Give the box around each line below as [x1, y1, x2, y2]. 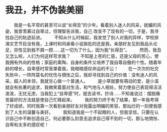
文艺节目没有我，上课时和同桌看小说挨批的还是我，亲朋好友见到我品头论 [9, 40, 158, 46]
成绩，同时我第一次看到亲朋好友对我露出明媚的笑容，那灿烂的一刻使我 [13, 103, 158, 109]
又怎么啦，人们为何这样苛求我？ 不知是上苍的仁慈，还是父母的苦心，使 [5, 53, 159, 59]
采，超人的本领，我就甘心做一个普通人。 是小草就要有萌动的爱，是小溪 [5, 78, 159, 84]
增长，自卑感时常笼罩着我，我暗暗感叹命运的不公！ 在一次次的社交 [13, 65, 159, 71]
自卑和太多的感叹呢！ [5, 122, 49, 128]
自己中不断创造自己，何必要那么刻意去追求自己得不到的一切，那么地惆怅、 [9, 115, 162, 121]
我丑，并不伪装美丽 [5, 4, 84, 16]
